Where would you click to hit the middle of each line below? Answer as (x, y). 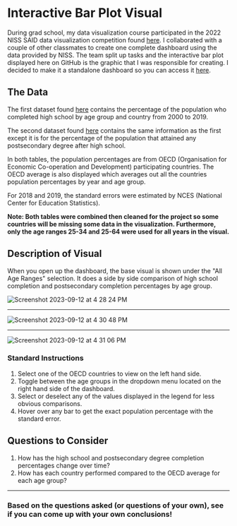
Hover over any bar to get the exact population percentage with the (115, 411)
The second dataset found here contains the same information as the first (114, 130)
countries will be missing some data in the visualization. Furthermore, (112, 224)
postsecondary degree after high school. (67, 145)
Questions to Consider (58, 441)
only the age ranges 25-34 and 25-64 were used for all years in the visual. (118, 232)
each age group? (42, 480)
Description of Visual (55, 254)
